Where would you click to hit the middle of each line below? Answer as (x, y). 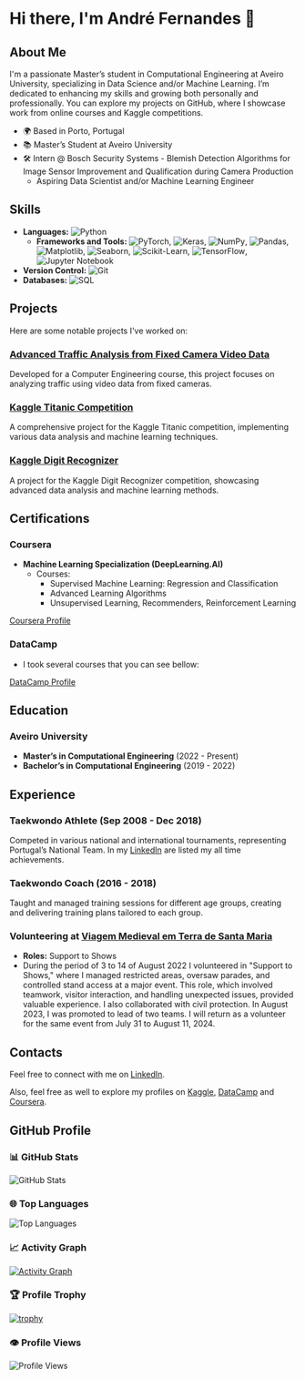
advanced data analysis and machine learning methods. (114, 490)
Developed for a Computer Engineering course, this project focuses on (142, 373)
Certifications (50, 518)
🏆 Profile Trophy (48, 1295)
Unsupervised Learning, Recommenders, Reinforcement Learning (173, 603)
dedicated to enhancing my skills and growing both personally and (134, 93)
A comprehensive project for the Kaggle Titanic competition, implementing (149, 427)
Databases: (45, 280)
